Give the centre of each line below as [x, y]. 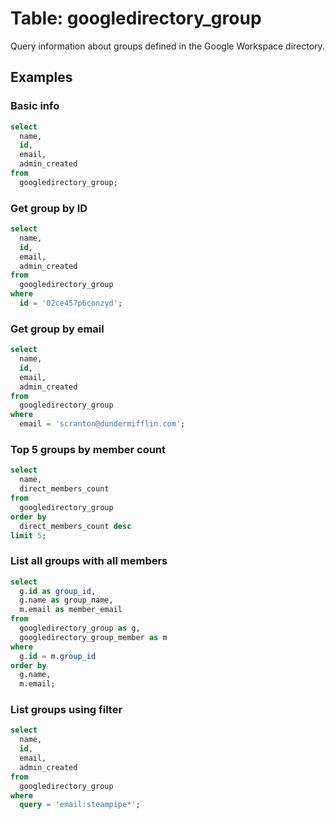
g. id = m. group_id [58, 656]
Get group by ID [49, 208]
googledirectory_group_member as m [93, 637]
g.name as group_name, [66, 600]
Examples [41, 77]
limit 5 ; [28, 535]
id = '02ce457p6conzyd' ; [71, 303]
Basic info [35, 106]
